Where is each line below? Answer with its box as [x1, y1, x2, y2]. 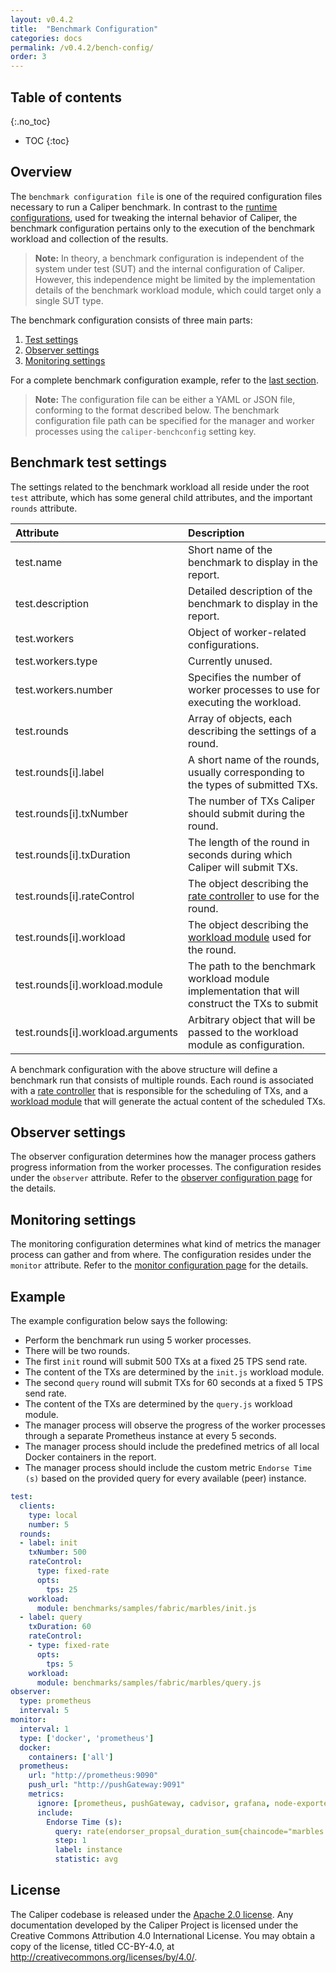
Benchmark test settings [10, 454, 167, 471]
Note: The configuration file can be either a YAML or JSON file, [34, 393, 296, 405]
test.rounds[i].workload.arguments [15, 1025, 179, 1039]
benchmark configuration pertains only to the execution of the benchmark [10, 222, 315, 234]
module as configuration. [188, 1037, 305, 1051]
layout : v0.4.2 [10, 14, 74, 25]
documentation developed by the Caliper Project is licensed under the [10, 1919, 299, 1931]
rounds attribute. [10, 502, 78, 514]
